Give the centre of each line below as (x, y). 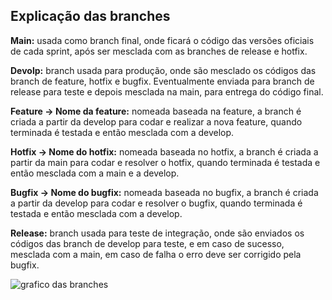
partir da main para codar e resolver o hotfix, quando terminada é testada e (165, 162)
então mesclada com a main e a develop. (95, 173)
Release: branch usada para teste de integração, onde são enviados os (157, 233)
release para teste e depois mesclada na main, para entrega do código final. (167, 91)
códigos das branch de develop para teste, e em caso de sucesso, (147, 243)
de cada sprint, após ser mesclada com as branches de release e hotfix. (159, 51)
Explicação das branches (90, 16)
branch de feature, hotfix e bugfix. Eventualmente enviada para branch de (162, 81)
